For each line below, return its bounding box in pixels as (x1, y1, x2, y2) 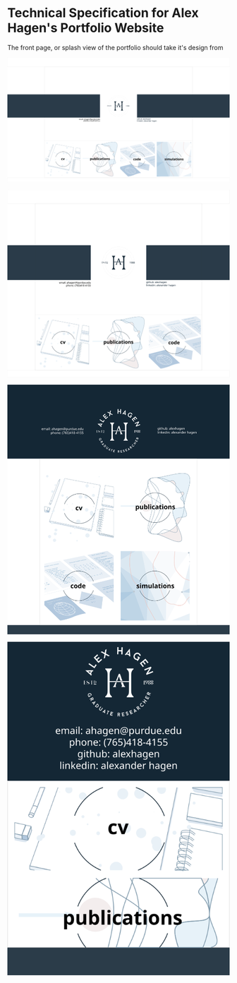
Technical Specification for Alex (7, 5, 199, 21)
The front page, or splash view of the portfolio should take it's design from (7, 43, 224, 52)
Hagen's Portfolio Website (7, 20, 164, 36)
